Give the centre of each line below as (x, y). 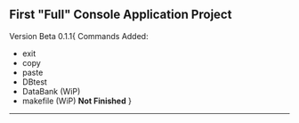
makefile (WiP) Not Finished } (77, 101)
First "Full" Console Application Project (121, 15)
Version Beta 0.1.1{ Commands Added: (79, 36)
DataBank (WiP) (51, 91)
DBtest (34, 82)
